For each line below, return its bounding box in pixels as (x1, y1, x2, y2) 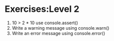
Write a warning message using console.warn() (11, 25, 109, 31)
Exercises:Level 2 (4, 3, 79, 15)
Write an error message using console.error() (11, 30, 105, 36)
